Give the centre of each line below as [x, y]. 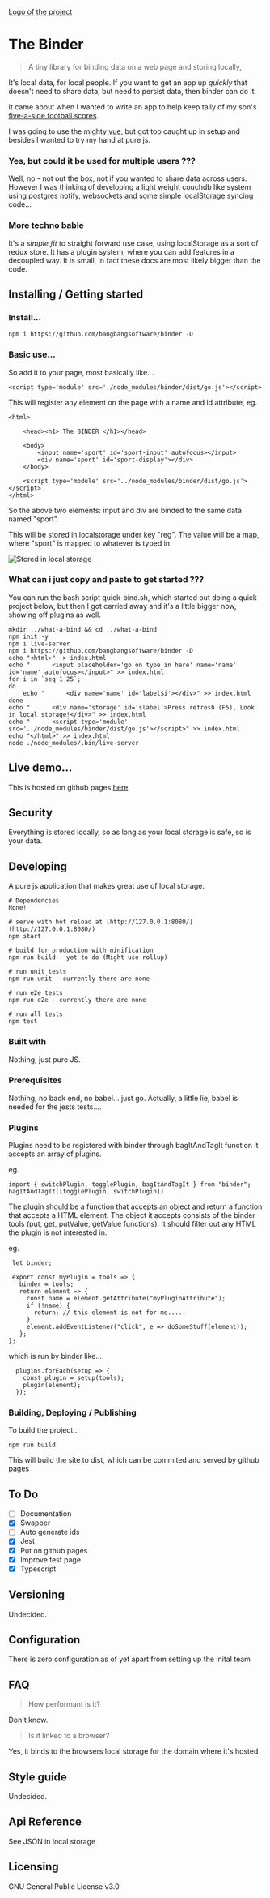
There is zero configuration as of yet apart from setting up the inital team [129, 1659]
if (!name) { [48, 1306]
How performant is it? [64, 1704]
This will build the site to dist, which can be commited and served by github [134, 1460]
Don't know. [28, 1720]
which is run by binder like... [55, 1356]
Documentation [46, 1514]
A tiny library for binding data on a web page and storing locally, [135, 66]
